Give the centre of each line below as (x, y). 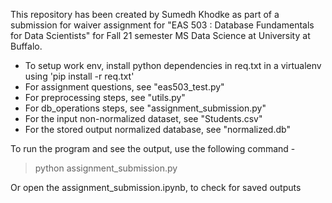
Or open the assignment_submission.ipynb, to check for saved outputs (156, 187)
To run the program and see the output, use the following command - (153, 148)
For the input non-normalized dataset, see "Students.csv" (143, 118)
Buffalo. (26, 46)
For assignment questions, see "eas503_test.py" (124, 87)
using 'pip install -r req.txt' (79, 76)
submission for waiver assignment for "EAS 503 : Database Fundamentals (162, 25)
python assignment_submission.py (106, 168)
